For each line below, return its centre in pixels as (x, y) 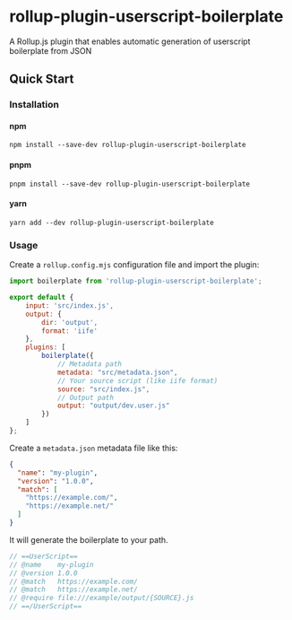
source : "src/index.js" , (103, 389)
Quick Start (42, 79)
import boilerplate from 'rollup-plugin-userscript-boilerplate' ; (136, 281)
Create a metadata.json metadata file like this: (94, 448)
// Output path (86, 397)
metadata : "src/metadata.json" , (117, 372)
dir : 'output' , (70, 322)
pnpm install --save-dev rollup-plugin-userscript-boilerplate (130, 184)
